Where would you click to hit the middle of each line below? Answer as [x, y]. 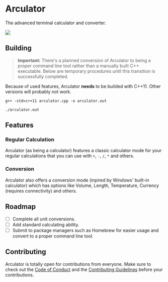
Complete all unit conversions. [44, 219]
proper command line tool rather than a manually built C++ [78, 66]
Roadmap [21, 207]
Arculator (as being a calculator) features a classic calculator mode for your [83, 151]
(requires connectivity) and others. [41, 191]
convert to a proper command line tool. [53, 236]
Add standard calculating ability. [46, 224]
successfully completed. [43, 76]
